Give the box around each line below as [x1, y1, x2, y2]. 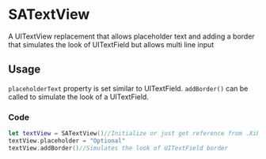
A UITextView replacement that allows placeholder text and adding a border [8, 31, 255, 41]
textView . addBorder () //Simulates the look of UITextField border [8, 144, 228, 152]
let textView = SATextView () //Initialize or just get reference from [8, 130, 243, 138]
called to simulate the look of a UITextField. [8, 92, 149, 102]
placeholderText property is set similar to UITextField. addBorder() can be [8, 83, 249, 93]
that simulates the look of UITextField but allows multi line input [8, 39, 215, 49]
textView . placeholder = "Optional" [8, 136, 126, 145]
